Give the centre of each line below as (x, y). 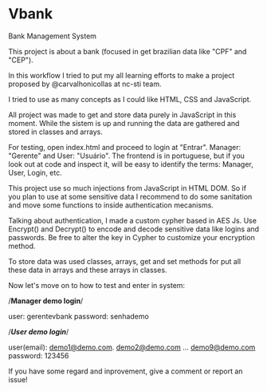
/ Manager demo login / (46, 301)
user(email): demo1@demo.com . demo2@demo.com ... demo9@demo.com (132, 347)
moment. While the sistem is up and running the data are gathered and (124, 123)
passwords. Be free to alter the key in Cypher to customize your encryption (132, 237)
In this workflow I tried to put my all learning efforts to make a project (122, 75)
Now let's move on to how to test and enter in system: (97, 285)
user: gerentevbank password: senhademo (79, 316)
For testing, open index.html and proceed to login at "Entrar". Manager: (125, 147)
